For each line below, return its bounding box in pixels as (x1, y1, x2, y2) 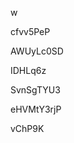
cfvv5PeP (10, 26, 51, 37)
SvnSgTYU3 (10, 84, 61, 96)
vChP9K (10, 123, 45, 134)
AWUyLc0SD (10, 45, 64, 57)
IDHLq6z (10, 65, 47, 76)
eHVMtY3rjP (10, 103, 62, 115)
